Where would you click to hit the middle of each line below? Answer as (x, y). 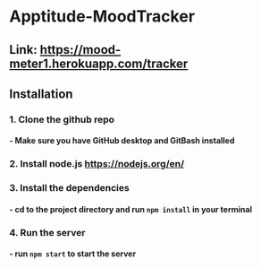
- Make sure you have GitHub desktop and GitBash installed (122, 141)
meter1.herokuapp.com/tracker (99, 63)
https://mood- (80, 50)
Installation (41, 94)
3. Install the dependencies (69, 188)
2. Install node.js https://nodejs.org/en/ (97, 164)
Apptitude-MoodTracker (102, 17)
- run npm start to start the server (73, 254)
